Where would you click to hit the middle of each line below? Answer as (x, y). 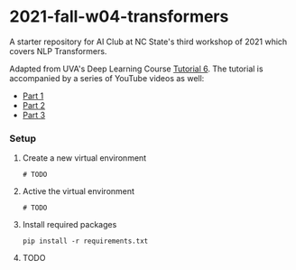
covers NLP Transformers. (58, 51)
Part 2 (34, 105)
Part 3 (34, 115)
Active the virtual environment (79, 191)
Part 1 (33, 96)
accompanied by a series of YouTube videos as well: (107, 78)
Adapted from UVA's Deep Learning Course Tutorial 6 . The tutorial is (136, 69)
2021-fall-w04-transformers (119, 17)
